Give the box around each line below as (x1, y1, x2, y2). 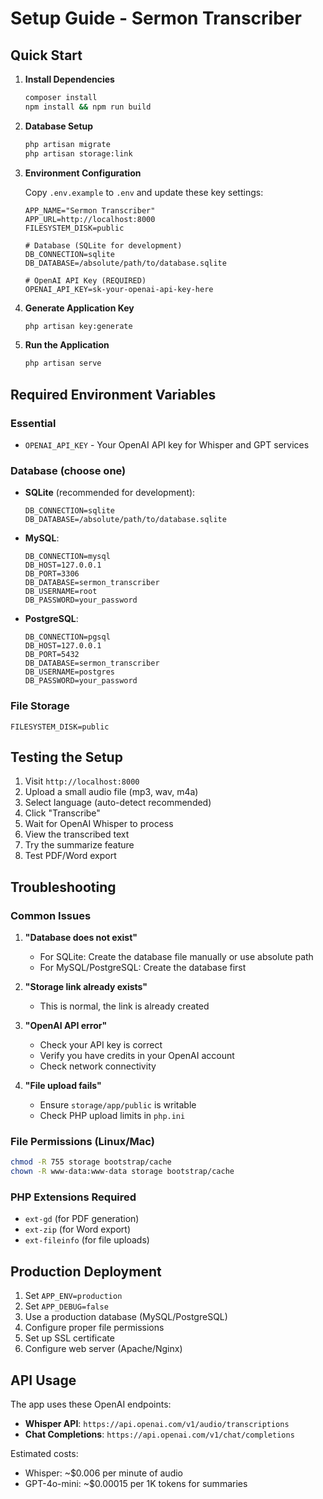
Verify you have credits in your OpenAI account (39, 1050, 235, 1062)
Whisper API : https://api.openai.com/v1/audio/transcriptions (24, 1418, 290, 1429)
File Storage (10, 699, 70, 713)
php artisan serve (24, 358, 102, 369)
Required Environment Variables (10, 386, 217, 403)
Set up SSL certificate (24, 1332, 115, 1344)
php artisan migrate (24, 139, 111, 149)
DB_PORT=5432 (24, 650, 80, 660)
